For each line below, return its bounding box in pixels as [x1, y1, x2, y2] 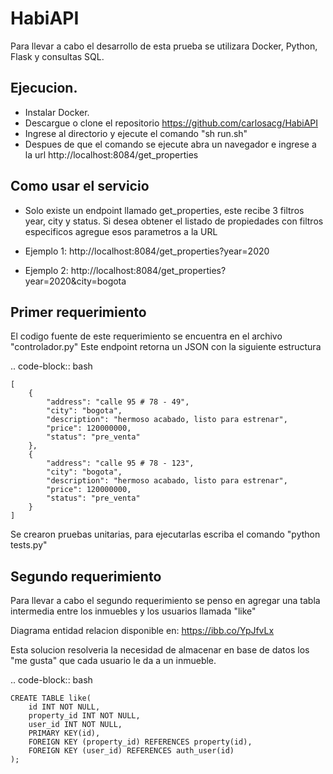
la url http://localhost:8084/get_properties [24, 148, 199, 161]
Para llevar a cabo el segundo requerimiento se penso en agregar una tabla [10, 595, 321, 607]
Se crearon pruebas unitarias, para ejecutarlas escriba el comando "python [10, 528, 321, 541]
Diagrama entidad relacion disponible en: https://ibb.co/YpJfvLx [10, 625, 275, 637]
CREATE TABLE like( [10, 693, 92, 704]
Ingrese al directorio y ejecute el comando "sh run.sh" [24, 127, 248, 139]
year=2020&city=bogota [24, 275, 127, 287]
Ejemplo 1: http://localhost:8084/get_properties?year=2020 [24, 245, 270, 257]
